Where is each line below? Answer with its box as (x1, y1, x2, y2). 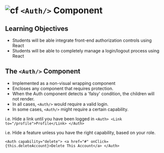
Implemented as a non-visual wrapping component (12, 80, 116, 86)
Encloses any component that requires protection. (12, 85, 114, 91)
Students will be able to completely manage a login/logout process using (12, 48, 160, 53)
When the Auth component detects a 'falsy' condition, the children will (12, 91, 155, 97)
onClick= (90, 139, 109, 144)
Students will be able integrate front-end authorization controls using (12, 37, 152, 43)
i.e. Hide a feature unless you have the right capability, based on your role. (5, 129, 156, 135)
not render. (12, 96, 35, 102)
